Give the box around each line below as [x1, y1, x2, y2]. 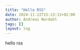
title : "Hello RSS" [5, 7, 46, 13]
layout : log [5, 26, 30, 31]
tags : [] [5, 21, 24, 27]
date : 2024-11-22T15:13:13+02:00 [5, 12, 75, 17]
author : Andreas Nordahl [5, 17, 57, 22]
